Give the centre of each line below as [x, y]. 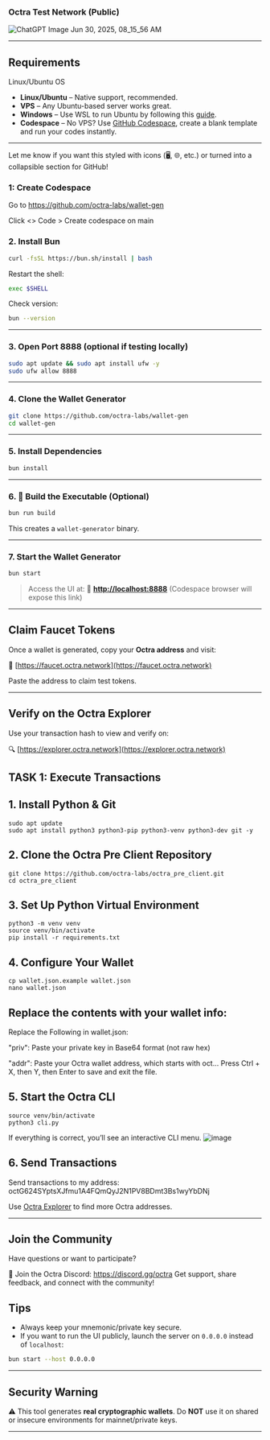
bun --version [32, 319]
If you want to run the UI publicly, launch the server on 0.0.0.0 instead [137, 1336]
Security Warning [53, 1392]
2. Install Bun [34, 241]
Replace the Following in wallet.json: [68, 1032]
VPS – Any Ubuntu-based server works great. [96, 106]
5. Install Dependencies [55, 452]
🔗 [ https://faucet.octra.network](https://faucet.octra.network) [110, 665]
